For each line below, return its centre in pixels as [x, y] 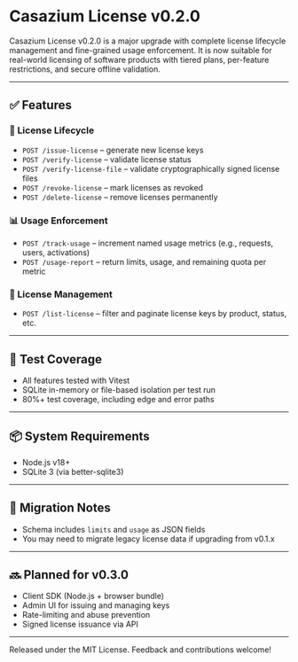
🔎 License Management [61, 294]
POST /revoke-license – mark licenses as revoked [113, 187]
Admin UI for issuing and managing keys [96, 605]
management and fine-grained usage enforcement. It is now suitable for [141, 50]
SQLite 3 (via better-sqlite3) [73, 471]
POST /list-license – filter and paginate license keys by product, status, [154, 314]
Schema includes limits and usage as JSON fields [114, 529]
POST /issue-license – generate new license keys [113, 150]
